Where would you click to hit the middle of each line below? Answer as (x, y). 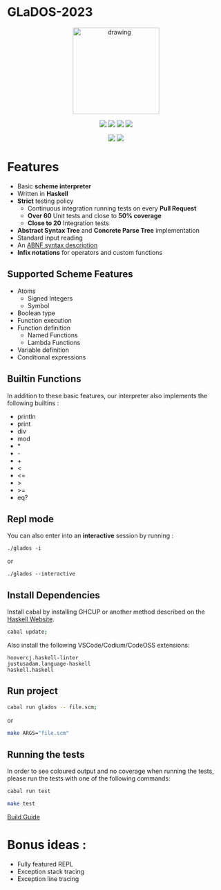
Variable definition (43, 350)
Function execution (44, 320)
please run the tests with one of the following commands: (89, 778)
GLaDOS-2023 (50, 12)
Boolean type (36, 313)
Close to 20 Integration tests (68, 223)
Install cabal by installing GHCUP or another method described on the (106, 612)
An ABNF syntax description (57, 245)
